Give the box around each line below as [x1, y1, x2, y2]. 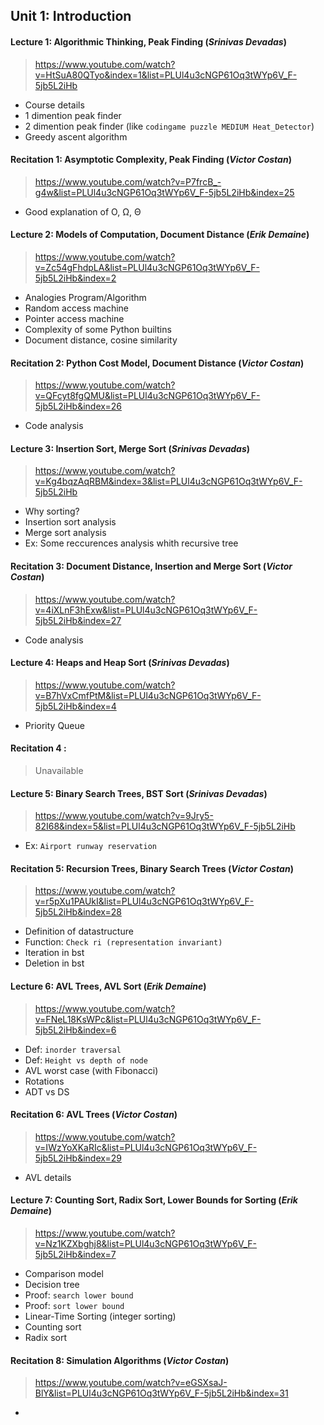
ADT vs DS [24, 1085, 70, 1098]
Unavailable [34, 765, 84, 777]
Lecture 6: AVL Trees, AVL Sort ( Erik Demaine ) [10, 980, 207, 993]
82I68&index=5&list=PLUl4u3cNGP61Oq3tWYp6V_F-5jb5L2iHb [34, 820, 296, 833]
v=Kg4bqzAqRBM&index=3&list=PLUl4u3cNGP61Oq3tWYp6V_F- [34, 475, 303, 488]
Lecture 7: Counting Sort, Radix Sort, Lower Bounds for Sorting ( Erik [10, 1194, 298, 1206]
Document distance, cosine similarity [24, 334, 178, 346]
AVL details [24, 1171, 72, 1183]
